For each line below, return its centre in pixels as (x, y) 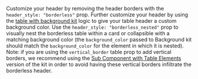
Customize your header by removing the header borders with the (85, 8)
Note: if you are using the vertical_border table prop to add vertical (89, 52)
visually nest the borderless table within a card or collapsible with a (88, 33)
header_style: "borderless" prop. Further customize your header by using (97, 15)
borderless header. (29, 71)
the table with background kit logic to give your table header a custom (91, 21)
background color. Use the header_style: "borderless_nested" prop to (92, 27)
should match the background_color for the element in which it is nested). (95, 46)
